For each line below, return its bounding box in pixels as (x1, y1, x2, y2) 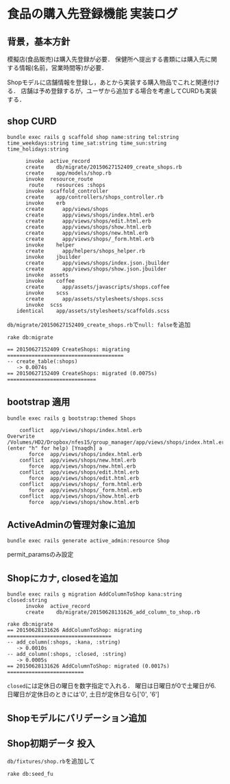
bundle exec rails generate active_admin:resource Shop (7, 538, 170, 544)
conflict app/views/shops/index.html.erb (19, 427, 142, 433)
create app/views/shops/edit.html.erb (25, 217, 152, 225)
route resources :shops (28, 181, 106, 188)
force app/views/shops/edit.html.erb (28, 475, 139, 481)
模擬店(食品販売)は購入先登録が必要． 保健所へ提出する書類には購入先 (7, 55, 205, 63)
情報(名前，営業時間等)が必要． (18, 64, 108, 72)
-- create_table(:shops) (7, 357, 78, 365)
